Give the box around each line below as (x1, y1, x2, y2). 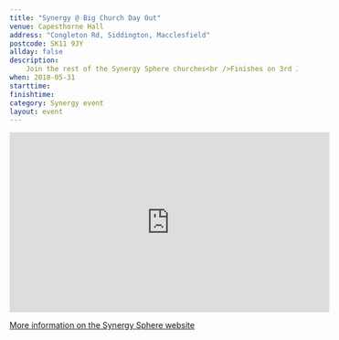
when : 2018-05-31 (9, 73, 76, 82)
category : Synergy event (9, 98, 104, 108)
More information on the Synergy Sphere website (9, 320, 195, 331)
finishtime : (9, 90, 55, 99)
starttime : (9, 81, 51, 90)
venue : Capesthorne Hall (9, 22, 104, 31)
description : (9, 56, 59, 65)
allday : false (9, 48, 64, 57)
